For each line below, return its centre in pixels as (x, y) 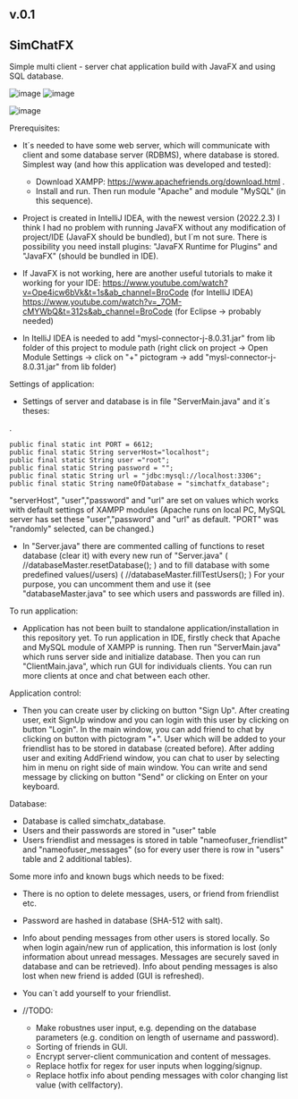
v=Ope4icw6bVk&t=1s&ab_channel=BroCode (106, 292)
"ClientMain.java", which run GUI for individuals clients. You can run (147, 666)
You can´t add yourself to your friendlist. (97, 993)
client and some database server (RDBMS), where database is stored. (151, 155)
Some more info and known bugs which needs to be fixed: (117, 876)
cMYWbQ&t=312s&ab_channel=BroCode (97, 311)
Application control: (46, 693)
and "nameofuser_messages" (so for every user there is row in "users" (153, 850)
